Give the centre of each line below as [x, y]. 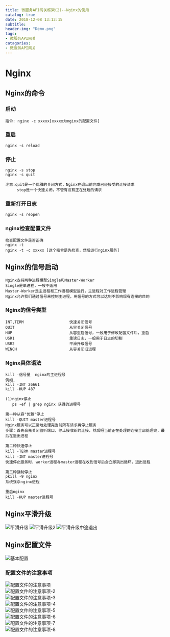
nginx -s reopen [22, 215]
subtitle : [16, 24]
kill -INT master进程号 [29, 457]
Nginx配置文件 [29, 545]
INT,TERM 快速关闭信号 [49, 322]
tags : [11, 34]
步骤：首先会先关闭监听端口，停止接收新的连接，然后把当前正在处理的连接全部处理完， [83, 431]
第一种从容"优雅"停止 [25, 414]
